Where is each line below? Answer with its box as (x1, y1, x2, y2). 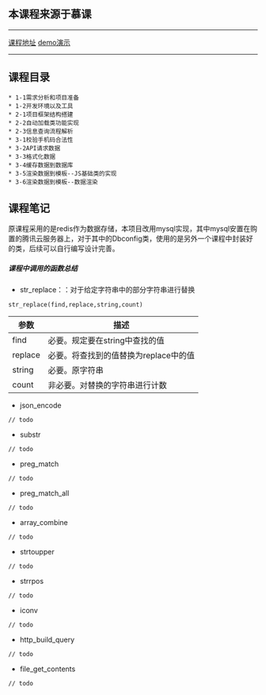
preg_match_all (19, 488, 70, 498)
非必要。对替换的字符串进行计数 (47, 380, 168, 391)
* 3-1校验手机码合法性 (8, 136, 74, 144)
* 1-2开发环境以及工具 (8, 102, 74, 110)
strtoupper (19, 547, 55, 557)
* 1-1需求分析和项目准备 (8, 94, 79, 102)
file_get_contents (19, 664, 76, 674)
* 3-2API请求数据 (8, 144, 61, 153)
